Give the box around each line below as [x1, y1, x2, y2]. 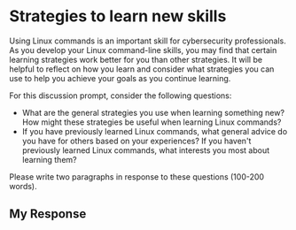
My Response [9, 206, 87, 222]
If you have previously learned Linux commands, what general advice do [21, 126, 288, 136]
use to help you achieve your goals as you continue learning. [9, 73, 231, 83]
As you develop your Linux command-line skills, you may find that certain [9, 44, 277, 55]
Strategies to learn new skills [9, 6, 227, 27]
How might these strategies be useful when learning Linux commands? [21, 117, 282, 127]
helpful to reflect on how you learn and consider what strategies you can [9, 64, 275, 74]
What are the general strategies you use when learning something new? [21, 107, 285, 118]
